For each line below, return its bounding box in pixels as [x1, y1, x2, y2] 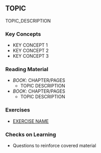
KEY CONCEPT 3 [12, 53, 49, 59]
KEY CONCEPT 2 [12, 48, 49, 54]
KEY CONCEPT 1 [12, 42, 48, 48]
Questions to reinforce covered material [12, 143, 96, 148]
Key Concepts [5, 30, 41, 37]
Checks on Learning [5, 130, 56, 138]
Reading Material [5, 66, 48, 73]
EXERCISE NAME [12, 118, 49, 124]
